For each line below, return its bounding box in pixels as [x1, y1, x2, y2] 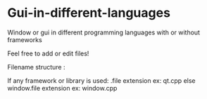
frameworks [7, 35, 42, 44]
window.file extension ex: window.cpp [7, 84, 118, 92]
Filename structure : [7, 62, 65, 71]
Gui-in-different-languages [7, 5, 171, 21]
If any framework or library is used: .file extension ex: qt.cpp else [7, 76, 196, 85]
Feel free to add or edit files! [7, 49, 89, 58]
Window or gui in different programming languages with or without [7, 28, 201, 37]
